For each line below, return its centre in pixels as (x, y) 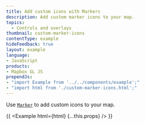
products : (18, 66)
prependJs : (19, 77)
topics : (15, 22)
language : (18, 55)
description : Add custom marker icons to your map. (70, 17)
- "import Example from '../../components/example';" (73, 83)
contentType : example (32, 39)
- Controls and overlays (42, 28)
